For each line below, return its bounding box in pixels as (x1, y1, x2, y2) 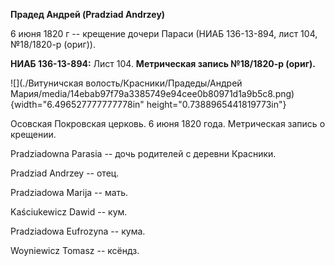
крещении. (10, 129, 57, 140)
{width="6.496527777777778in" (10, 99, 145, 110)
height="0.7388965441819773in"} (146, 99, 287, 110)
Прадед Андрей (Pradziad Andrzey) (10, 9, 166, 20)
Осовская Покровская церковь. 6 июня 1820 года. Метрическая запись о (10, 118, 326, 129)
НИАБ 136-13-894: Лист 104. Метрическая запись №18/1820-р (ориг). (10, 58, 316, 69)
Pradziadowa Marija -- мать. (10, 187, 129, 198)
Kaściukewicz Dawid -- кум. (10, 206, 128, 218)
